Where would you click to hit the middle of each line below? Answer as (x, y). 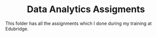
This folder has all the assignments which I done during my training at (78, 23)
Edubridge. (17, 28)
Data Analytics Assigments (86, 9)
